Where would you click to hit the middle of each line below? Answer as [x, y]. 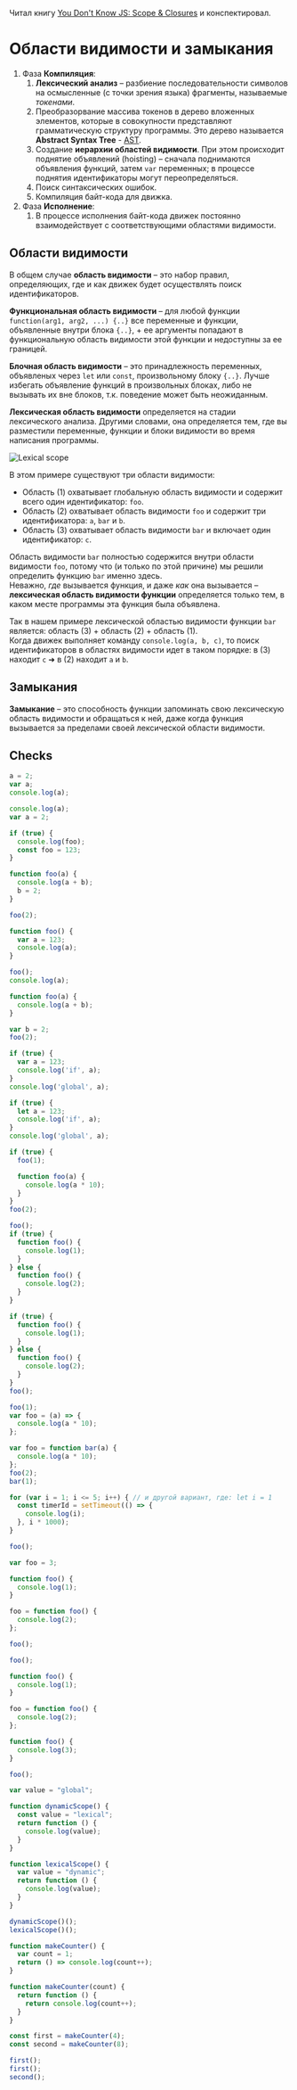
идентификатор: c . [56, 539]
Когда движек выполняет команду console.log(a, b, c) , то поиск [134, 640]
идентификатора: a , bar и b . [74, 520]
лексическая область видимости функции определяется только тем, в [147, 594]
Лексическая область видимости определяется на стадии [123, 411]
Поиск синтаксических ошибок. [96, 187]
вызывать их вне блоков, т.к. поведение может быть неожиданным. [139, 394]
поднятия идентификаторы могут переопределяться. [136, 177]
